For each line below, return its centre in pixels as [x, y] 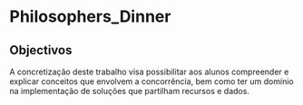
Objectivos [41, 50]
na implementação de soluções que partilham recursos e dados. [129, 91]
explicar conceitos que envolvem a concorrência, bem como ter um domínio [151, 81]
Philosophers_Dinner [90, 17]
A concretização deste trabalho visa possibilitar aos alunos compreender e [149, 72]
